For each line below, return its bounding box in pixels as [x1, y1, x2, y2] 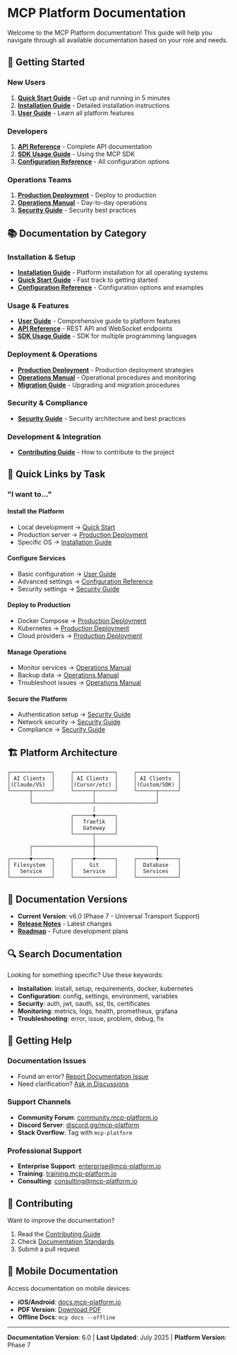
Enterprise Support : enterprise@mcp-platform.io [17, 1162, 162, 1171]
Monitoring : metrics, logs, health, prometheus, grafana [17, 1007, 178, 1015]
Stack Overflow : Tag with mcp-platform [17, 1128, 133, 1137]
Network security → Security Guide [17, 718, 121, 726]
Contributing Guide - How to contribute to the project [17, 448, 175, 456]
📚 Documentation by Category [7, 227, 147, 239]
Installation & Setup [7, 252, 76, 262]
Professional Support [7, 1146, 83, 1156]
